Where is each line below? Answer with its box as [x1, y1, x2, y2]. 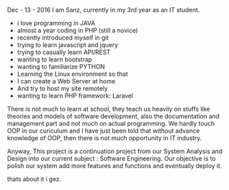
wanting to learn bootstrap [16, 55, 93, 64]
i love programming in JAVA [16, 19, 96, 27]
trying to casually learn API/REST [16, 48, 111, 56]
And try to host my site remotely [16, 85, 108, 92]
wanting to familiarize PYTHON [16, 63, 105, 70]
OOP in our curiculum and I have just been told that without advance [7, 126, 200, 135]
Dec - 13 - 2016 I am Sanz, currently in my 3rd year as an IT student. [7, 6, 200, 14]
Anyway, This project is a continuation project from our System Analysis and [7, 147, 223, 155]
